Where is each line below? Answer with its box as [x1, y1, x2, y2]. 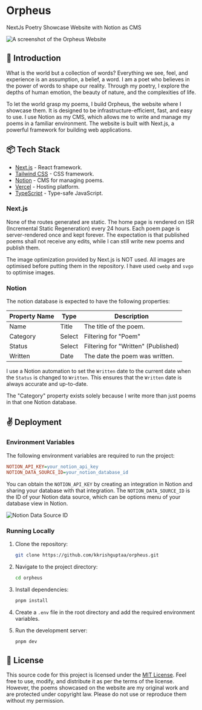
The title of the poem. [83, 322, 145, 331]
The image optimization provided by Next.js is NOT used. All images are [6, 255, 186, 263]
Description [114, 312, 149, 320]
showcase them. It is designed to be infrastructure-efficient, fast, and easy [6, 107, 193, 114]
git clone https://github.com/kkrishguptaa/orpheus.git [15, 552, 159, 558]
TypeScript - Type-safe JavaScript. [15, 189, 103, 197]
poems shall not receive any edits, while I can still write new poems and [6, 237, 184, 245]
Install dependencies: [15, 586, 69, 593]
